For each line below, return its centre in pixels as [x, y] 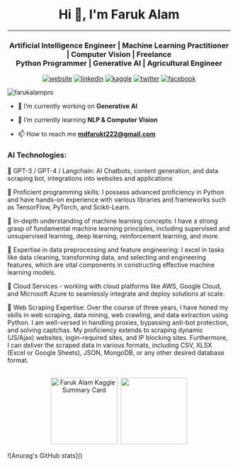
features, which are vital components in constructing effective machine [111, 265]
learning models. [32, 272]
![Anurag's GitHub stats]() [45, 455]
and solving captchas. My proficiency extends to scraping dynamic [105, 330]
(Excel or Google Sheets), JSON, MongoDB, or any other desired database [116, 352]
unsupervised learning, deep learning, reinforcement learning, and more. [113, 236]
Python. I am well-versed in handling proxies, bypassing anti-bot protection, [118, 322]
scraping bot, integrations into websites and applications [90, 178]
